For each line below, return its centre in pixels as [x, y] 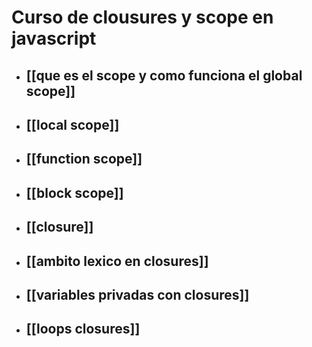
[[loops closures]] [83, 329]
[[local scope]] [72, 124]
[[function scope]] [84, 159]
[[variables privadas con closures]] [137, 294]
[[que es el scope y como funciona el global [164, 75]
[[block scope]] [74, 192]
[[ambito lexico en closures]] [117, 261]
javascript [54, 38]
